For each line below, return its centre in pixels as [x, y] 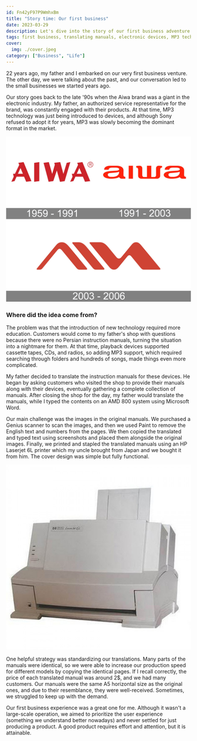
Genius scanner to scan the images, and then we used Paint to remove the [96, 425]
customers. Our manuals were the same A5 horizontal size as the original [94, 683]
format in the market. [31, 128]
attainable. [19, 732]
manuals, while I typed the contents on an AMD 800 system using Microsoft [98, 401]
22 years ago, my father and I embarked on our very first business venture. [97, 73]
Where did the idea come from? [52, 315]
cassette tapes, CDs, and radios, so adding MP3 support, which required [94, 352]
